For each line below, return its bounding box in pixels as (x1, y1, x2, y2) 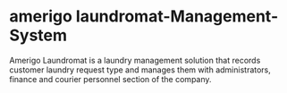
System (9, 25, 68, 46)
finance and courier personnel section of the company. (9, 73, 212, 84)
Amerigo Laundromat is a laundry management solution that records (9, 55, 261, 65)
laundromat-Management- (75, 6, 279, 27)
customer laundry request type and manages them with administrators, (9, 64, 271, 75)
